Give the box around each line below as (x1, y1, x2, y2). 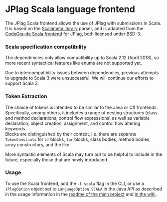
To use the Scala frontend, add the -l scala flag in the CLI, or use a (5, 180, 145, 186)
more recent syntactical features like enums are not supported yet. (5, 60, 142, 66)
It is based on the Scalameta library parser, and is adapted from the (5, 25, 144, 31)
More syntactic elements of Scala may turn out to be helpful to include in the (5, 151, 163, 157)
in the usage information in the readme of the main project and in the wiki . (5, 191, 157, 197)
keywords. (5, 125, 26, 131)
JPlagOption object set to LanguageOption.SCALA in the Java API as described (5, 185, 163, 191)
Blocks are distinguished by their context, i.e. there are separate (5, 131, 137, 137)
